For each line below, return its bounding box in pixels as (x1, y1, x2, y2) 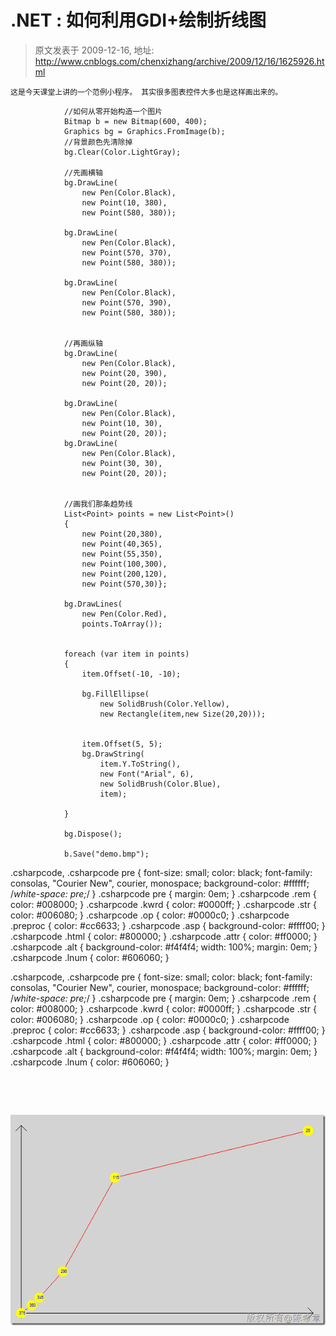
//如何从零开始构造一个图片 (63, 106, 163, 116)
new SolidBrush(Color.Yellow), (99, 699, 230, 709)
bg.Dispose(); (63, 829, 123, 839)
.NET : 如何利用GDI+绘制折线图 (10, 9, 267, 32)
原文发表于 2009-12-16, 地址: (34, 44, 155, 56)
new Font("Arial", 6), (99, 769, 195, 779)
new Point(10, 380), (81, 197, 168, 208)
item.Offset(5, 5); (81, 739, 163, 749)
